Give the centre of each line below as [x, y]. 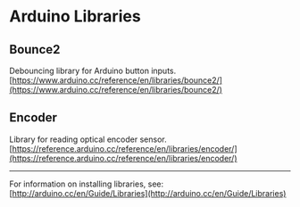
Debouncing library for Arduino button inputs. [93, 70]
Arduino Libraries [75, 17]
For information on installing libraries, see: [87, 184]
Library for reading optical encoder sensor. [88, 139]
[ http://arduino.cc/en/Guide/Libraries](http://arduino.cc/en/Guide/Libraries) [148, 193]
